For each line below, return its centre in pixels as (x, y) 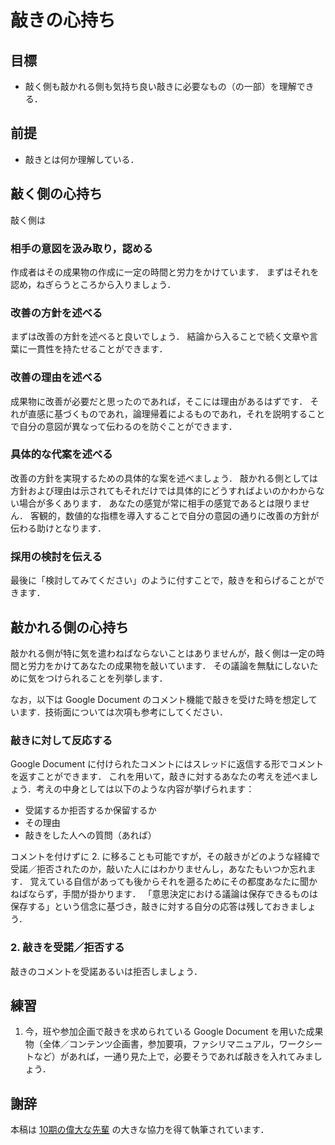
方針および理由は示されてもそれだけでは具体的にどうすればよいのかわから (163, 490)
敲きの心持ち (63, 20)
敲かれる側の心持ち (69, 627)
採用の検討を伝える (56, 556)
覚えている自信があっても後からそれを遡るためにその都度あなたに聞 (169, 882)
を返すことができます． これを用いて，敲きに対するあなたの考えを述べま (160, 777)
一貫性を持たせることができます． (97, 349)
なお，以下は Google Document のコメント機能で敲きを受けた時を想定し (159, 699)
